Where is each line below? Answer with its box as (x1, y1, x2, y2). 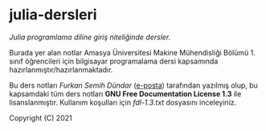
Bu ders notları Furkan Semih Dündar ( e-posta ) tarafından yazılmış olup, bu (9, 80, 258, 90)
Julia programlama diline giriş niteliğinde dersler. (9, 32, 171, 42)
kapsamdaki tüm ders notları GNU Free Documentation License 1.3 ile (9, 88, 242, 98)
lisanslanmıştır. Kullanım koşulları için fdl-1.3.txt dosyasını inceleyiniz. (9, 97, 237, 107)
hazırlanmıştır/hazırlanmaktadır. (9, 64, 113, 74)
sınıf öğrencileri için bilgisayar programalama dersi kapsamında (9, 56, 219, 66)
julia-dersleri (9, 6, 97, 24)
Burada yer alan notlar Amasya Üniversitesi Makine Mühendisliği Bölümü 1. (9, 47, 256, 57)
